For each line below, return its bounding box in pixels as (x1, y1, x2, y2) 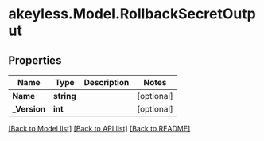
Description (83, 77, 130, 88)
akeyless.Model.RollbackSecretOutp (8, 5, 256, 23)
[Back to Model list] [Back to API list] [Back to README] (8, 124, 191, 133)
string (52, 91, 77, 101)
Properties (8, 53, 62, 67)
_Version (12, 104, 46, 114)
